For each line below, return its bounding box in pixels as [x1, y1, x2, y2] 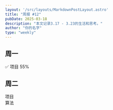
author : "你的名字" [5, 26, 42, 31]
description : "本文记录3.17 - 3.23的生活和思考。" [5, 21, 103, 26]
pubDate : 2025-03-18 [5, 16, 48, 21]
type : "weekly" [5, 30, 36, 35]
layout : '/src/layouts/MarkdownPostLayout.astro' [5, 7, 109, 12]
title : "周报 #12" [5, 12, 41, 17]
